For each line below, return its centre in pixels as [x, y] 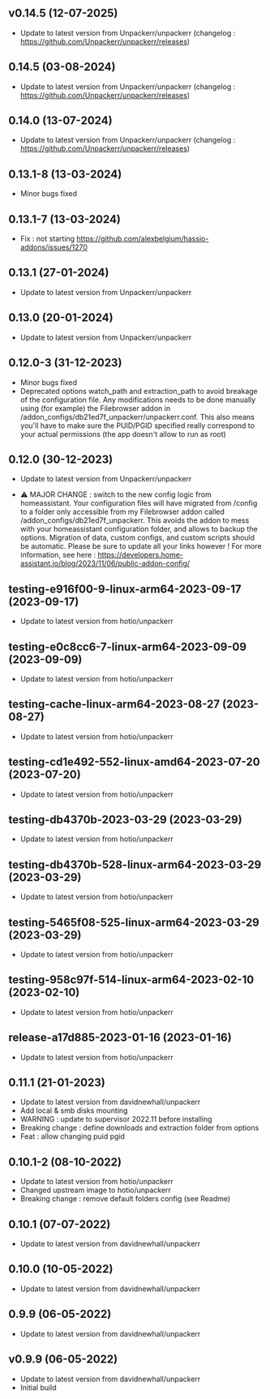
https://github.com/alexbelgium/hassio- [143, 239]
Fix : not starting [47, 239]
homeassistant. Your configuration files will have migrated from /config [139, 503]
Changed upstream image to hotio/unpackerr [96, 1190]
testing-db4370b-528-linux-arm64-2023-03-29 [135, 864]
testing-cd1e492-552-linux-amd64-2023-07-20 [135, 762]
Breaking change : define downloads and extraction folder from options [139, 1128]
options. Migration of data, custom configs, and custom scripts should [137, 537]
